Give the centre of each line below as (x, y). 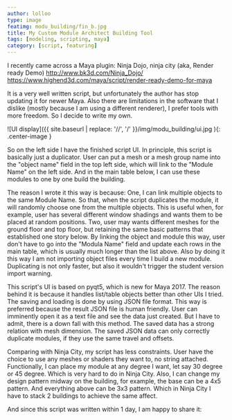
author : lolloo (29, 13)
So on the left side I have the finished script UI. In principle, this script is (110, 150)
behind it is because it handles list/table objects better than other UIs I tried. (115, 294)
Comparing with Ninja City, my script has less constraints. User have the (110, 351)
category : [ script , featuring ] (52, 46)
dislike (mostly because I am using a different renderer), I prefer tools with (113, 108)
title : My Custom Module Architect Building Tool (80, 33)
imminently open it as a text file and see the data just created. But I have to (114, 316)
